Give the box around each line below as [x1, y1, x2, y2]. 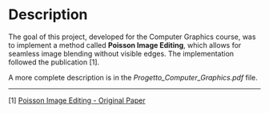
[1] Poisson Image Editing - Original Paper [8, 95, 146, 105]
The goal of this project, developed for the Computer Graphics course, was [8, 32, 256, 41]
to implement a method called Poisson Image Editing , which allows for [8, 40, 242, 49]
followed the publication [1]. [8, 57, 100, 67]
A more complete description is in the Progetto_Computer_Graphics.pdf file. [8, 72, 258, 82]
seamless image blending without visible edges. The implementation [8, 49, 235, 58]
